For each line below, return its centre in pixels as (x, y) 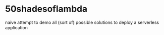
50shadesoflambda (46, 9)
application (17, 27)
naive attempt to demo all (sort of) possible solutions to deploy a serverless (82, 22)
